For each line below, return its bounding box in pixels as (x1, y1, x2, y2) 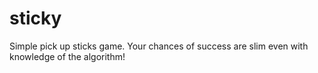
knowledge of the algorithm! (9, 50, 126, 62)
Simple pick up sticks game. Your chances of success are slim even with (9, 40, 309, 52)
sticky (9, 7, 62, 30)
